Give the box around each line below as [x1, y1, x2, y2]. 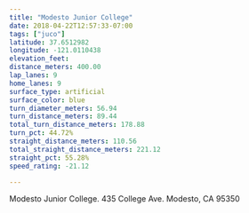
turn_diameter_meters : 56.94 [9, 104, 117, 113]
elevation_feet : [9, 54, 69, 63]
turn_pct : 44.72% [9, 129, 74, 138]
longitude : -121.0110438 [9, 46, 101, 55]
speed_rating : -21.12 [9, 162, 90, 170]
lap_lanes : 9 [9, 71, 58, 80]
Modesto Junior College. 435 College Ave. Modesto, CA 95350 [9, 193, 240, 204]
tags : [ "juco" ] [9, 29, 66, 38]
